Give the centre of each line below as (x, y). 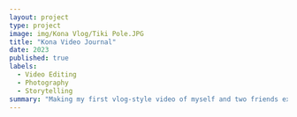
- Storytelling (45, 91)
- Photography (43, 83)
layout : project (39, 17)
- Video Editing (47, 75)
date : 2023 (29, 50)
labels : (23, 67)
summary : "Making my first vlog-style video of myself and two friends (144, 99)
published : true (39, 58)
